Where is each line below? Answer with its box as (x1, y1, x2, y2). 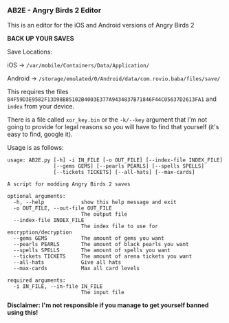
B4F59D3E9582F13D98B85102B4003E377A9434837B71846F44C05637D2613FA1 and (7, 95, 217, 103)
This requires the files (7, 88, 69, 96)
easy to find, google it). (7, 130, 74, 139)
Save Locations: (7, 47, 53, 56)
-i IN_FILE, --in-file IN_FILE (13, 283, 103, 290)
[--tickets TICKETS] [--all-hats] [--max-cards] (53, 169, 195, 176)
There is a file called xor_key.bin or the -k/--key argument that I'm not (7, 115, 208, 124)
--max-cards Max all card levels (13, 265, 140, 272)
